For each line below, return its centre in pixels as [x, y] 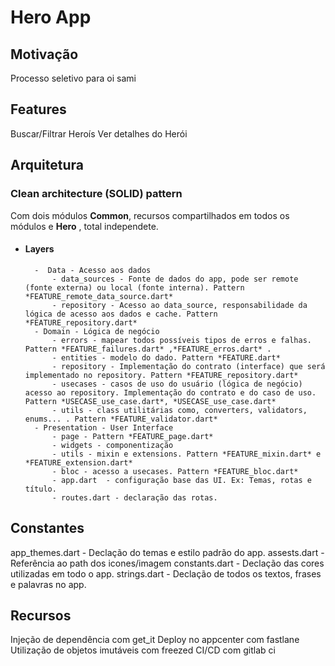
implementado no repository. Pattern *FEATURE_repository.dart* [161, 375]
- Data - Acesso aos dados [93, 270]
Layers [39, 249]
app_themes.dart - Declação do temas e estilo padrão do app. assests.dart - [167, 552]
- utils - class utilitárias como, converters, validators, [179, 410]
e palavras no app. [48, 584]
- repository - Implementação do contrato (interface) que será [188, 366]
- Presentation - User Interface [104, 427]
